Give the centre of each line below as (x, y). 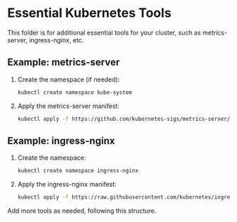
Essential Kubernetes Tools (89, 13)
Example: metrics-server (64, 63)
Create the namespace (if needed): (69, 79)
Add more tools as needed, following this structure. (82, 211)
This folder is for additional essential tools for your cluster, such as (104, 33)
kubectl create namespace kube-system (75, 92)
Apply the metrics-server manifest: (69, 106)
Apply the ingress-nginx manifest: (67, 185)
